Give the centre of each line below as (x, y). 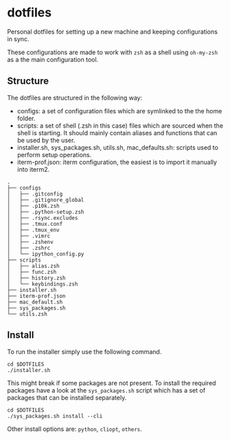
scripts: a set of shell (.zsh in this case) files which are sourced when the (120, 126)
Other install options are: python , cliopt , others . (75, 429)
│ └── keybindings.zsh (43, 284)
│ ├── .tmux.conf (35, 224)
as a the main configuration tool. (53, 59)
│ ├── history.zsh (37, 278)
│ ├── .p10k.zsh (33, 206)
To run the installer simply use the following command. (84, 351)
